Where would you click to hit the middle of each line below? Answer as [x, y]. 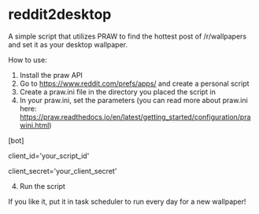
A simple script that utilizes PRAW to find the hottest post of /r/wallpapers [128, 36]
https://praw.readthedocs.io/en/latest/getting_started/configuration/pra [135, 116]
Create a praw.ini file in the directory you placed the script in [118, 91]
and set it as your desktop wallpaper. [68, 44]
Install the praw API [51, 75]
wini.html [34, 125]
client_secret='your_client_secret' [63, 171]
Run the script [42, 186]
